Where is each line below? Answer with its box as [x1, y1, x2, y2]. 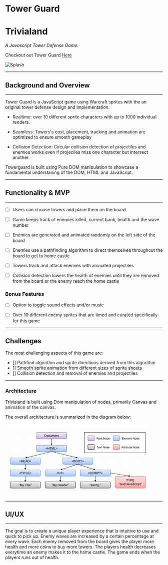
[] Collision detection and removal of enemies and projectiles [12, 370, 138, 376]
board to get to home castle [12, 253, 70, 259]
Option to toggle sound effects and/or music [12, 302, 104, 308]
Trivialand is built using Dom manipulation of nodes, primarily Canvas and [5, 399, 156, 405]
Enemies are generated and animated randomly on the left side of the [12, 232, 155, 238]
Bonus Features [5, 291, 44, 298]
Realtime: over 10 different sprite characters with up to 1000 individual [12, 113, 156, 120]
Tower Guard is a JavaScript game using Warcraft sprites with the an [5, 98, 146, 105]
